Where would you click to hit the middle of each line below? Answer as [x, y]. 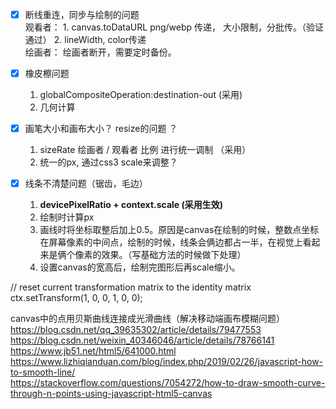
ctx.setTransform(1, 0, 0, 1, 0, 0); [76, 298]
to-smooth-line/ [43, 372]
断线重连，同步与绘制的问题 [82, 14]
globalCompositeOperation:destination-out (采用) [141, 95]
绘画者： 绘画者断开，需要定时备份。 [100, 52]
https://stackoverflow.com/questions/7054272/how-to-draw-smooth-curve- [168, 383]
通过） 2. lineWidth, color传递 [85, 40]
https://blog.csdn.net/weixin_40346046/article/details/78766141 [142, 340]
